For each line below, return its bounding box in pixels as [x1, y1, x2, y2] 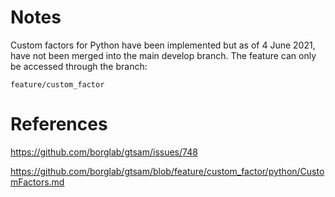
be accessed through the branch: [10, 60, 148, 72]
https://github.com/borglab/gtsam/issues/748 [10, 146, 198, 158]
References [10, 113, 108, 136]
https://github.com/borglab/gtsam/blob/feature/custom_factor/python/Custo [10, 165, 325, 177]
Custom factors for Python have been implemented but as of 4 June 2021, [10, 39, 316, 51]
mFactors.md [10, 176, 65, 188]
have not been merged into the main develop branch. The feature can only [10, 49, 317, 61]
